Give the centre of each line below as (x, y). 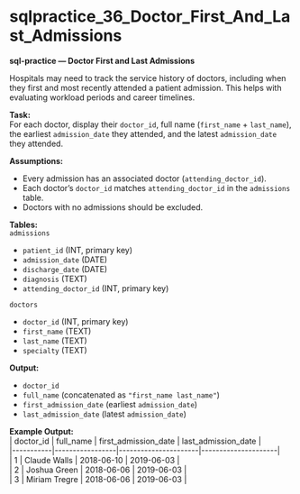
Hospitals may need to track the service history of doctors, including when (148, 78)
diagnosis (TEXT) (55, 279)
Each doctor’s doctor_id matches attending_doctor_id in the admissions (156, 188)
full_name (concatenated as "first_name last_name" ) (121, 395)
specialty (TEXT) (55, 350)
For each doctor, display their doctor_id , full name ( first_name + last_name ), (150, 124)
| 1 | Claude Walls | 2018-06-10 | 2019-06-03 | (95, 460)
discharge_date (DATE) (65, 269)
